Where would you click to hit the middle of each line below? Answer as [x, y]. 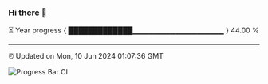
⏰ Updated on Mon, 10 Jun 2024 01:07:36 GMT [86, 56]
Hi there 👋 [28, 13]
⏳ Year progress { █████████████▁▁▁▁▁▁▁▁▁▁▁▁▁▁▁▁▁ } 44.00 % [134, 30]
